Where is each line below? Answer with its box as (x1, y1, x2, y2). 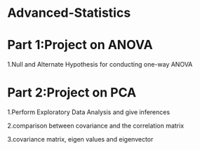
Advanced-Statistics (7, 5, 131, 21)
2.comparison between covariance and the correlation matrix (7, 121, 185, 130)
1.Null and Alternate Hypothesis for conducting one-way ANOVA (7, 60, 193, 69)
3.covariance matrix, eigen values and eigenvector (7, 135, 154, 144)
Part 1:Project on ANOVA (7, 37, 153, 53)
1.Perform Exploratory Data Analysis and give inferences (7, 108, 171, 116)
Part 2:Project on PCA (7, 85, 137, 101)
